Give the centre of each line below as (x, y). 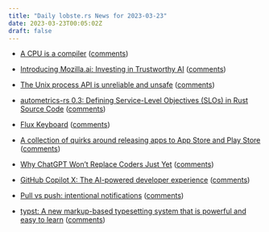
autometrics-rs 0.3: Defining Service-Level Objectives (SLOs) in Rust (134, 101)
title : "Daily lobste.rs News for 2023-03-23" (88, 16)
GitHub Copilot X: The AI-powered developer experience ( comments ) (135, 180)
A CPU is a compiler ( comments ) (74, 54)
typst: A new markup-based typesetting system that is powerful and (133, 211)
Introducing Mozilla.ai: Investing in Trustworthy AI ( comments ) (123, 69)
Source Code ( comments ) (63, 109)
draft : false (30, 31)
